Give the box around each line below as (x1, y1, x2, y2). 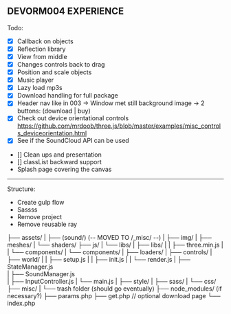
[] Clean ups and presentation (16, 150, 102, 159)
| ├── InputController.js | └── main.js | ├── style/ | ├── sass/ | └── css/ (7, 277, 217, 285)
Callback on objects (16, 37, 74, 45)
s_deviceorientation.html (16, 129, 87, 137)
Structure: (7, 185, 36, 193)
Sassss (16, 205, 38, 214)
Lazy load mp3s (16, 84, 63, 92)
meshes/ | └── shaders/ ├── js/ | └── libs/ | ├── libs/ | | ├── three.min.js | (7, 240, 223, 249)
